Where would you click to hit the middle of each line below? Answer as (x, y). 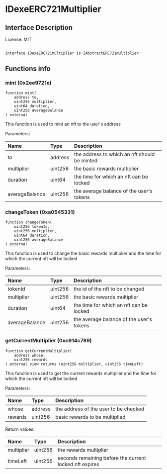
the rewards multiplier (83, 450)
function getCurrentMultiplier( (39, 351)
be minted (86, 161)
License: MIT (18, 39)
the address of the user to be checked (100, 409)
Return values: (20, 429)
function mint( (21, 93)
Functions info (28, 68)
